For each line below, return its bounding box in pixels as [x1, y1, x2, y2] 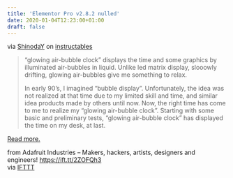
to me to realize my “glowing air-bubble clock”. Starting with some [24, 106, 215, 115]
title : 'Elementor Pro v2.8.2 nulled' [7, 10, 120, 17]
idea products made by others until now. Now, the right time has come [24, 99, 226, 107]
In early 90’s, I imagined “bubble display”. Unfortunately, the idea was [24, 84, 225, 93]
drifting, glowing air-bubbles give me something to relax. [24, 71, 187, 79]
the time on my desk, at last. [24, 121, 106, 130]
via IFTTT [7, 163, 35, 172]
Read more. [7, 135, 40, 143]
